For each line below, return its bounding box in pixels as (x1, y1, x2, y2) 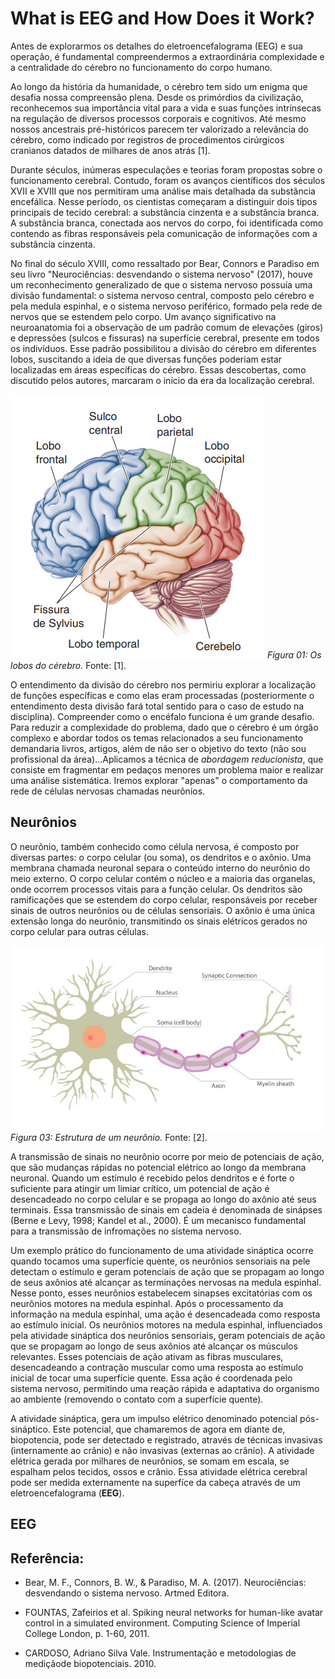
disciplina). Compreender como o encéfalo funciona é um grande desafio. (10, 710, 315, 722)
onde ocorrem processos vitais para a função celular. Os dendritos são (10, 883, 303, 895)
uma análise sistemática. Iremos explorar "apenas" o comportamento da (10, 774, 308, 786)
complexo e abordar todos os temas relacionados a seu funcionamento (10, 732, 304, 744)
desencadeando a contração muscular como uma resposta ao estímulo (10, 1361, 304, 1373)
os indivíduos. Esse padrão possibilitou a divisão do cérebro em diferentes (10, 342, 317, 354)
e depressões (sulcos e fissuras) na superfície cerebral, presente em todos (10, 332, 320, 344)
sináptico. (10, 1423, 51, 1435)
